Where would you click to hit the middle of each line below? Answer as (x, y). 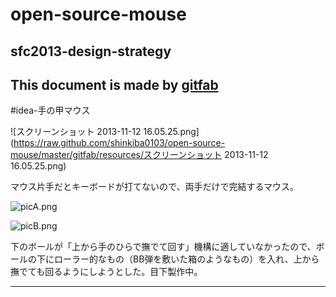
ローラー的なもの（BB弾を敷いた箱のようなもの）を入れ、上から (186, 259)
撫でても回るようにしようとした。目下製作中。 (106, 272)
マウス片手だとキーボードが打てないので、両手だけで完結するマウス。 (154, 187)
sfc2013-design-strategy (91, 51)
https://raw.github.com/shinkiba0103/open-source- (119, 143)
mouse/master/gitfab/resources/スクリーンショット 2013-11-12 (139, 155)
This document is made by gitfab (114, 84)
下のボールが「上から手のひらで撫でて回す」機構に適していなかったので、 (163, 247)
